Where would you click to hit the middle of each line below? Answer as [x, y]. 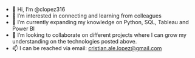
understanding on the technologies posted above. [74, 41]
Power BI [23, 28]
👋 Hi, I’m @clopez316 [39, 9]
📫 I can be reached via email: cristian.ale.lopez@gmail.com [87, 48]
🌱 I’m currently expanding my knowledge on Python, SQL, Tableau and [101, 22]
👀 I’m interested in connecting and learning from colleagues [87, 16]
